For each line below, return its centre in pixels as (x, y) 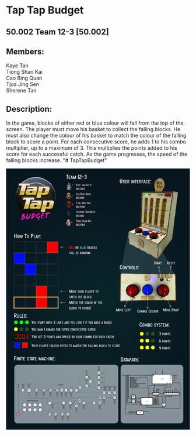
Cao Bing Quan (24, 78)
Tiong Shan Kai (24, 72)
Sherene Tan (21, 91)
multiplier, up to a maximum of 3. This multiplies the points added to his (92, 148)
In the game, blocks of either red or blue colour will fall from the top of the (95, 123)
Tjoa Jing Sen (23, 84)
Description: (29, 109)
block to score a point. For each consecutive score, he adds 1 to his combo (96, 142)
